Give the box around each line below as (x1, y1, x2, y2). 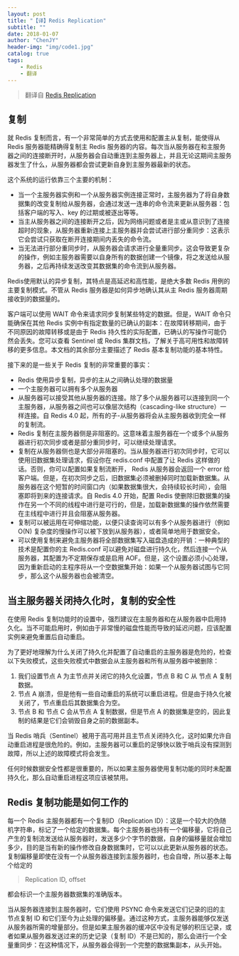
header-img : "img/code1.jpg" (7, 43, 94, 51)
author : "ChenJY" (7, 37, 59, 44)
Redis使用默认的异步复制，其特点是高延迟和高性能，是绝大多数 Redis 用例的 (7, 277, 230, 286)
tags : (7, 57, 23, 64)
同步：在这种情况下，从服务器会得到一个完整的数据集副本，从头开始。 (19, 940, 225, 949)
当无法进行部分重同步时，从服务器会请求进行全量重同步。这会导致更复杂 (17, 244, 230, 253)
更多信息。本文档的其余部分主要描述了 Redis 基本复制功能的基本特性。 (19, 345, 227, 354)
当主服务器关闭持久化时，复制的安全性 (7, 594, 176, 606)
